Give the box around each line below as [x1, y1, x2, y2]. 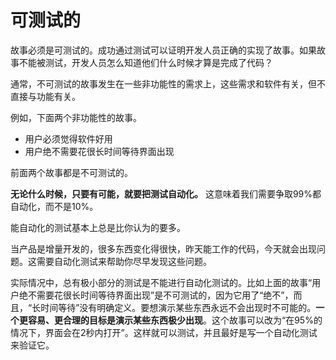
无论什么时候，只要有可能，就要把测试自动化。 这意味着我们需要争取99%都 [10, 187, 322, 200]
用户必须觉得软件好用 [24, 132, 113, 145]
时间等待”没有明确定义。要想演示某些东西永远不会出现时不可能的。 [40, 301, 317, 313]
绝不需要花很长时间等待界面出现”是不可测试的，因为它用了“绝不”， [18, 289, 294, 301]
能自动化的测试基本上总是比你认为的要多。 [10, 221, 186, 233]
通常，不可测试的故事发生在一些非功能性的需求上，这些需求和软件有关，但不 [10, 77, 326, 90]
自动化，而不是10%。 [10, 200, 99, 212]
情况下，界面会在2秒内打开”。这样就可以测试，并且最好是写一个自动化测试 [10, 326, 318, 338]
